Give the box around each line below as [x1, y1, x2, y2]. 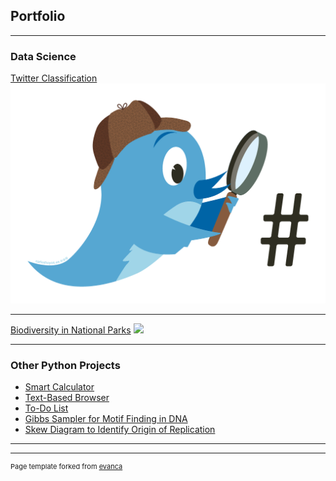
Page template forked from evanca [10, 462, 123, 472]
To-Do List [24, 402, 69, 414]
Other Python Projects [10, 358, 121, 372]
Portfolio [10, 8, 66, 25]
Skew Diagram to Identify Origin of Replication [24, 424, 216, 436]
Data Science [10, 49, 77, 63]
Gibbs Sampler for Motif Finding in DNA [24, 413, 188, 425]
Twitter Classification [10, 72, 98, 84]
